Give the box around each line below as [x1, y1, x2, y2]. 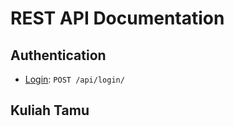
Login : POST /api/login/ [24, 73, 125, 85]
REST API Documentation [10, 7, 225, 30]
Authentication [10, 47, 107, 64]
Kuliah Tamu [10, 102, 90, 119]
